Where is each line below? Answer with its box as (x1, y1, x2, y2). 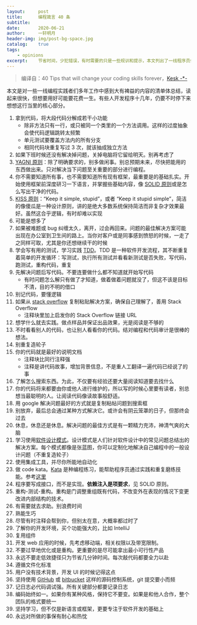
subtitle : (6, 19, 31, 25)
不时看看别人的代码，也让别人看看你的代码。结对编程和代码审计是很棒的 (15, 326, 189, 333)
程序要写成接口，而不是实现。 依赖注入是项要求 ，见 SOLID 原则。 (15, 480, 172, 488)
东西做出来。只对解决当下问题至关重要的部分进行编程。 (15, 166, 148, 173)
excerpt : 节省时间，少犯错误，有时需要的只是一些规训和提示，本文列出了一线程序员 (6, 58, 191, 63)
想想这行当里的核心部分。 (6, 102, 68, 109)
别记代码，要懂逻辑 (15, 290, 62, 297)
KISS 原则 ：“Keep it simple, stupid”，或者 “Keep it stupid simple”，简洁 (15, 195, 187, 202)
